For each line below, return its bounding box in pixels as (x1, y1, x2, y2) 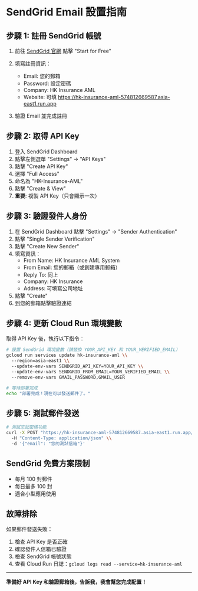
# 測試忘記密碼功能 (6, 424, 47, 431)
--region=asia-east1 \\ (11, 358, 70, 364)
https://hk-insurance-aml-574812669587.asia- (58, 94, 170, 100)
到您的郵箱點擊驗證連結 (14, 299, 72, 307)
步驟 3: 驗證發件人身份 (6, 211, 87, 221)
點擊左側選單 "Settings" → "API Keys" (14, 155, 106, 162)
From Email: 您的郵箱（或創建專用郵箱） (23, 264, 121, 271)
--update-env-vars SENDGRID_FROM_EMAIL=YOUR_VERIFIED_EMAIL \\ (11, 369, 170, 375)
